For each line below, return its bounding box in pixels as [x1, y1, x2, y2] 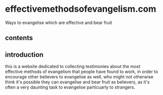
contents [5, 34, 33, 42]
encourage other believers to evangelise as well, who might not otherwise [5, 74, 154, 80]
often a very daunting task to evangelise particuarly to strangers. [5, 84, 136, 90]
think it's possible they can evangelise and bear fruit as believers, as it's [5, 79, 150, 85]
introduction [5, 50, 44, 59]
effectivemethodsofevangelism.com [5, 3, 157, 15]
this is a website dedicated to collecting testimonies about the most [5, 64, 141, 70]
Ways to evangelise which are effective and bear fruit [5, 20, 112, 25]
